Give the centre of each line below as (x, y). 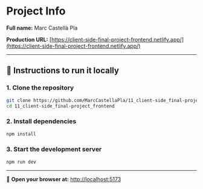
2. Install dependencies (41, 121)
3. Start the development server (54, 149)
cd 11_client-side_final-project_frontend (60, 106)
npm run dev (21, 162)
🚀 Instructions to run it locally (63, 71)
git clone (19, 100)
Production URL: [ (29, 39)
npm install (21, 134)
